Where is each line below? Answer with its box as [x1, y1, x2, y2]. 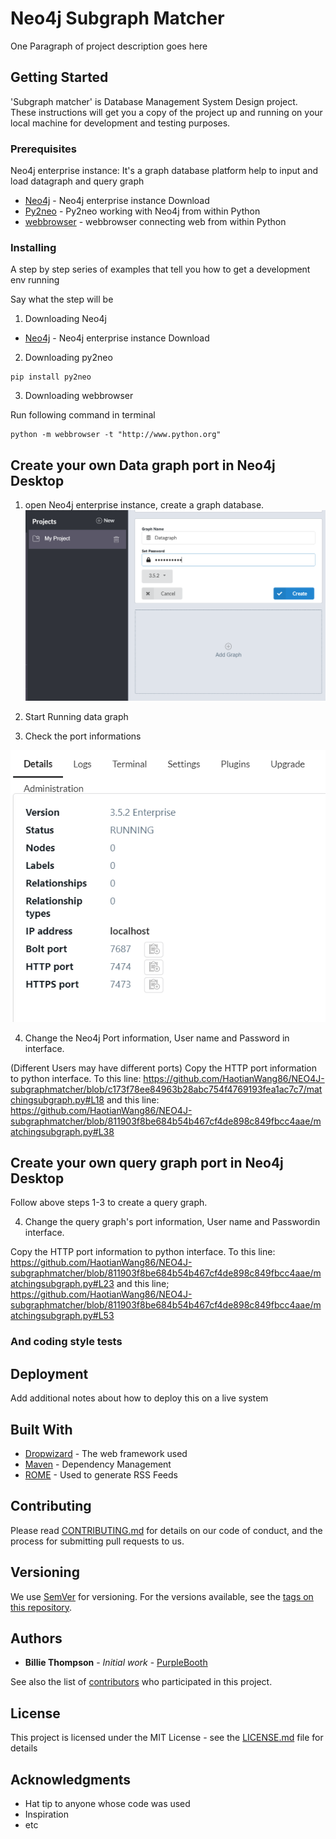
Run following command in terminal [10, 409, 156, 421]
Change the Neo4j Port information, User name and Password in [24, 1032, 290, 1044]
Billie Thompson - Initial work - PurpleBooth [24, 1657, 208, 1669]
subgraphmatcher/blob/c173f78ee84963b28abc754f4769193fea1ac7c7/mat [10, 1083, 323, 1095]
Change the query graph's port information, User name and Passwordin [24, 1216, 321, 1228]
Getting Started [10, 69, 109, 86]
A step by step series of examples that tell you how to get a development [10, 263, 311, 276]
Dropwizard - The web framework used [24, 1447, 188, 1459]
